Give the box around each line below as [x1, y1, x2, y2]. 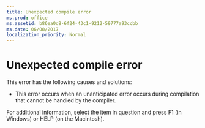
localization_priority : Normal [6, 32, 86, 38]
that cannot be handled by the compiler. [15, 97, 116, 104]
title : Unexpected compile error [6, 9, 92, 15]
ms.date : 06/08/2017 [6, 26, 59, 32]
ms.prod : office [6, 15, 48, 21]
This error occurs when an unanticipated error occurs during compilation [15, 90, 199, 98]
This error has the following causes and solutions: [6, 78, 132, 86]
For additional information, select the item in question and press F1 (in [6, 108, 182, 116]
